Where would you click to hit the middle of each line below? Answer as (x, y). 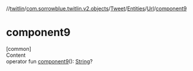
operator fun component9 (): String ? (50, 61)
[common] (19, 49)
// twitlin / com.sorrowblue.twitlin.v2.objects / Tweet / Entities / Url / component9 (97, 9)
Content (16, 55)
